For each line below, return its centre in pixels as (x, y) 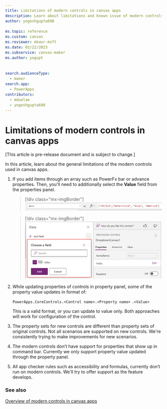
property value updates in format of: (49, 292)
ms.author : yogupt (24, 58)
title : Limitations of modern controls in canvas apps (63, 10)
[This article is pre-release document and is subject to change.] (70, 155)
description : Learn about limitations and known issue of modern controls (84, 16)
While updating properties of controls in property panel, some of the (82, 287)
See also (16, 390)
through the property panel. (41, 357)
